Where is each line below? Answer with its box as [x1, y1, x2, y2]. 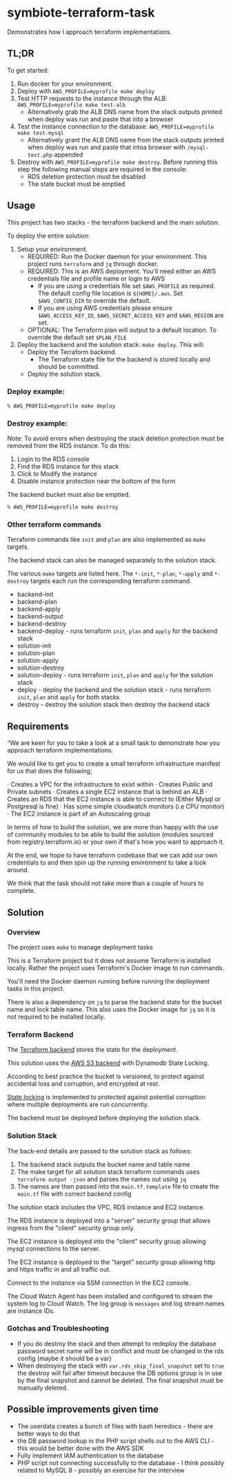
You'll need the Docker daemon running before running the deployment [7, 977, 210, 985]
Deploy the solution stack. [27, 370, 102, 378]
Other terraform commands [7, 520, 101, 529]
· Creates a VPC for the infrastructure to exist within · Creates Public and [7, 780, 213, 789]
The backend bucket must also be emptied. [7, 491, 131, 499]
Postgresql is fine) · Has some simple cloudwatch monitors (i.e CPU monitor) [7, 802, 225, 811]
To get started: [7, 66, 50, 74]
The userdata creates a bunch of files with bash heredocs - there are [17, 1422, 214, 1430]
